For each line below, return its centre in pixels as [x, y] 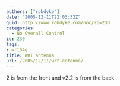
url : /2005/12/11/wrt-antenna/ [45, 61]
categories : [21, 28]
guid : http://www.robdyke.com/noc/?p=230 [58, 22]
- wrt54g [17, 50]
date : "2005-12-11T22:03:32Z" [44, 17]
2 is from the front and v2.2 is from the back [60, 78]
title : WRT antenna [30, 55]
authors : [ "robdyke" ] [33, 11]
